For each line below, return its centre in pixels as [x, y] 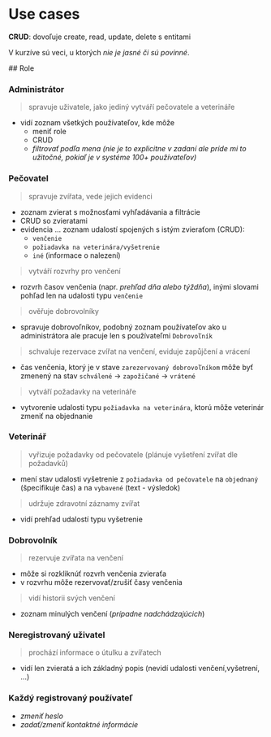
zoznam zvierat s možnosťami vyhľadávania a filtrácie [110, 212]
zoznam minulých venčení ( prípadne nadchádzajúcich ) [112, 614]
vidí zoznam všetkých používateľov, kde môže [97, 123]
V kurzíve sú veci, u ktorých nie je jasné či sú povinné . [99, 52]
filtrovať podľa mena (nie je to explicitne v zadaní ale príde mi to [139, 149]
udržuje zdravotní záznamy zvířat [84, 503]
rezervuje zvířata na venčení [76, 558]
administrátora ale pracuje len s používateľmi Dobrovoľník [116, 335]
